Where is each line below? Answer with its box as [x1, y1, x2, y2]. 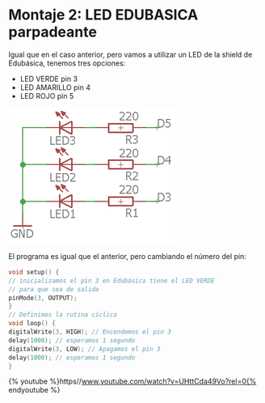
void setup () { [8, 268, 60, 276]
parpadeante [8, 23, 97, 41]
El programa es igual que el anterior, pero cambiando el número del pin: [8, 251, 246, 261]
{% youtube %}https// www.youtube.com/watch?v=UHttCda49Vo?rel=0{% [8, 376, 257, 386]
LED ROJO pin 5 [19, 91, 74, 100]
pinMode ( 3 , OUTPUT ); [8, 294, 78, 302]
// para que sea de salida [8, 285, 99, 293]
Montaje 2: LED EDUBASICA [8, 6, 199, 24]
